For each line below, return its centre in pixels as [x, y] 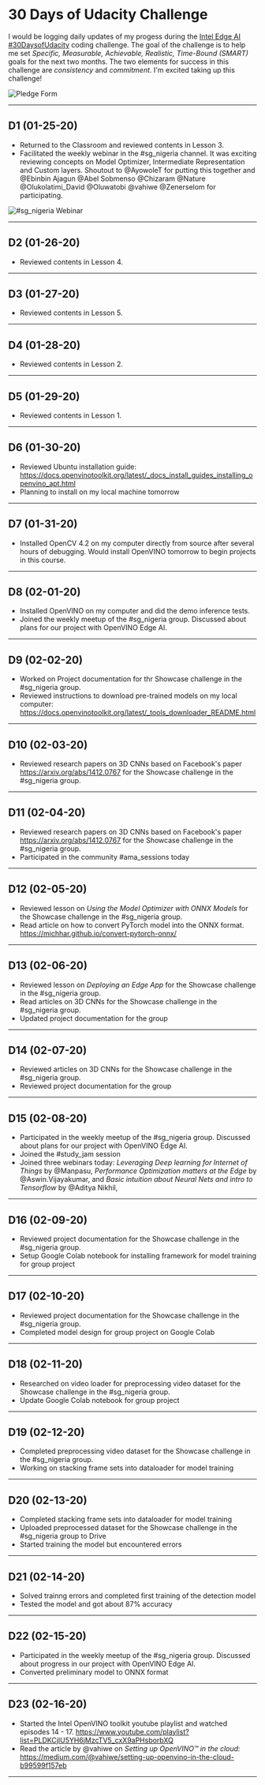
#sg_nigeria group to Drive [63, 1536]
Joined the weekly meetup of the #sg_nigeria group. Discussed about [133, 619]
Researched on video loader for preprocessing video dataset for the [130, 1383]
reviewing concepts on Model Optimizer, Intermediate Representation [132, 161]
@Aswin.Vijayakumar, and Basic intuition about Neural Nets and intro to [136, 1179]
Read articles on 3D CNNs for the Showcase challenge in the [118, 1001]
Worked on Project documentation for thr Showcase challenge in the [131, 679]
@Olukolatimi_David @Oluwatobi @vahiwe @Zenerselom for [118, 186]
